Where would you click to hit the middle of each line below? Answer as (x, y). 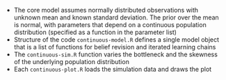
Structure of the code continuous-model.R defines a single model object (116, 40)
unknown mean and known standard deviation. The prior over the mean (116, 17)
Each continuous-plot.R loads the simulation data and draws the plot (113, 69)
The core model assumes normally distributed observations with (106, 10)
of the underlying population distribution (72, 62)
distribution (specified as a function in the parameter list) (95, 32)
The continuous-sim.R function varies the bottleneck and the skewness (115, 54)
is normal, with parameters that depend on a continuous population (110, 25)
